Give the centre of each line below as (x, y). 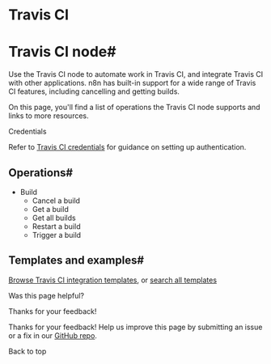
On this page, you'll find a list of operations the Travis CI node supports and (134, 108)
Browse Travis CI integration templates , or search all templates (112, 280)
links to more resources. (49, 116)
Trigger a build (57, 235)
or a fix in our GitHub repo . (53, 335)
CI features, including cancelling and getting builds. (94, 91)
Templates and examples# (76, 260)
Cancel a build (56, 201)
